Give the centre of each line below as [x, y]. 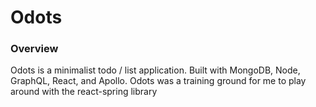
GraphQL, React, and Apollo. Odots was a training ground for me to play [158, 81]
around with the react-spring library [84, 92]
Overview [34, 49]
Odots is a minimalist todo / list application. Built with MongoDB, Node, [155, 70]
